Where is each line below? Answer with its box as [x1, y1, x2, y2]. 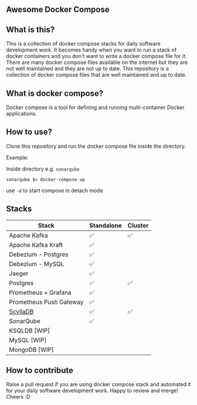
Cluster [127, 221, 149, 229]
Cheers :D [6, 393, 30, 400]
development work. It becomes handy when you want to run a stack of [6, 46, 177, 53]
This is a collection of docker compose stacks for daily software [6, 40, 161, 47]
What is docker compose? [6, 88, 104, 98]
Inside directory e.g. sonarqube [6, 165, 80, 172]
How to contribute [6, 366, 74, 376]
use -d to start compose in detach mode [6, 187, 104, 194]
